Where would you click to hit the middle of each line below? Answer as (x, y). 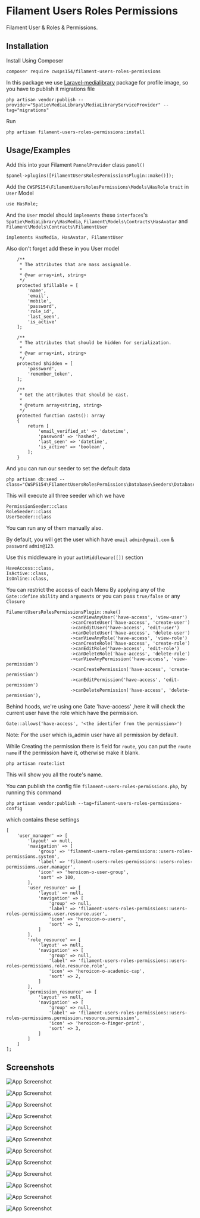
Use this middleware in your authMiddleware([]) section (75, 557)
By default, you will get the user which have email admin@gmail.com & (90, 539)
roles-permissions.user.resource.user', (57, 914)
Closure (16, 602)
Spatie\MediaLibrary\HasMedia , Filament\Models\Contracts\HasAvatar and (97, 221)
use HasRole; (22, 204)
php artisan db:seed (32, 479)
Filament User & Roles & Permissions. (52, 27)
